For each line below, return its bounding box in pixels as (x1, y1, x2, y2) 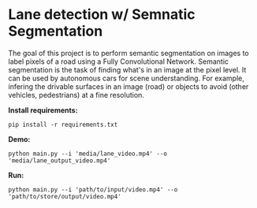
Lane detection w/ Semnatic (8, 6, 196, 24)
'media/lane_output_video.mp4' (8, 156, 111, 165)
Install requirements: (8, 105, 78, 115)
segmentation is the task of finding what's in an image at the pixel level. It (8, 65, 247, 74)
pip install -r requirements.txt (8, 121, 118, 128)
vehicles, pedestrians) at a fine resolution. (8, 90, 144, 99)
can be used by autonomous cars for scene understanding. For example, (8, 73, 244, 83)
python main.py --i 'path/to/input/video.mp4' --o (8, 185, 178, 194)
